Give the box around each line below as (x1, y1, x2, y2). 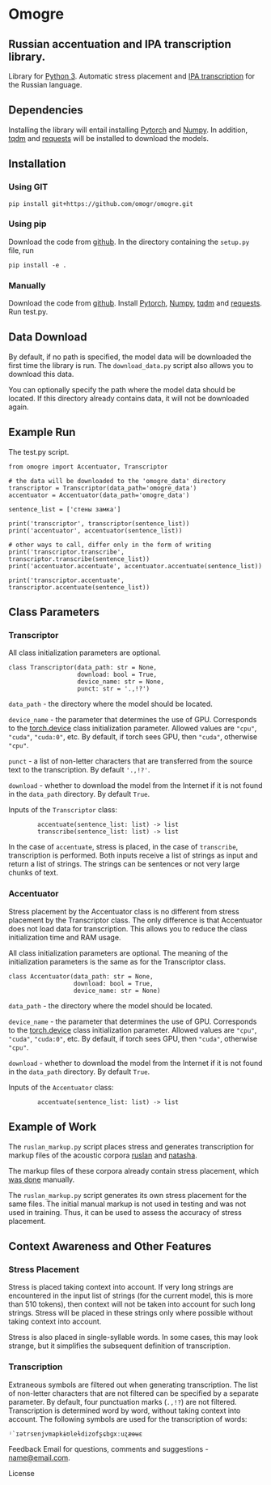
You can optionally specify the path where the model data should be (8, 384, 236, 394)
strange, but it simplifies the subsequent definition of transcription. (8, 1341, 231, 1350)
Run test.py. (8, 307, 49, 317)
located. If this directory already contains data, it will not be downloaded (8, 393, 249, 403)
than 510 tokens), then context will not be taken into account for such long (8, 1299, 256, 1309)
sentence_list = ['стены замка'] (8, 505, 121, 513)
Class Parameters (8, 606, 100, 619)
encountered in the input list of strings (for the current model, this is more (8, 1290, 253, 1301)
